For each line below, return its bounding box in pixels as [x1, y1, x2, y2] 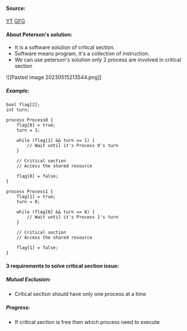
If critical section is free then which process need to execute [14, 318, 160, 325]
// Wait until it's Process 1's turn [27, 214, 118, 220]
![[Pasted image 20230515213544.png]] [6, 74, 102, 81]
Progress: [6, 304, 30, 311]
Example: [6, 88, 30, 94]
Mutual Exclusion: [6, 276, 51, 283]
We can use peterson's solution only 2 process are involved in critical [14, 56, 182, 64]
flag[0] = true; [16, 123, 57, 128]
